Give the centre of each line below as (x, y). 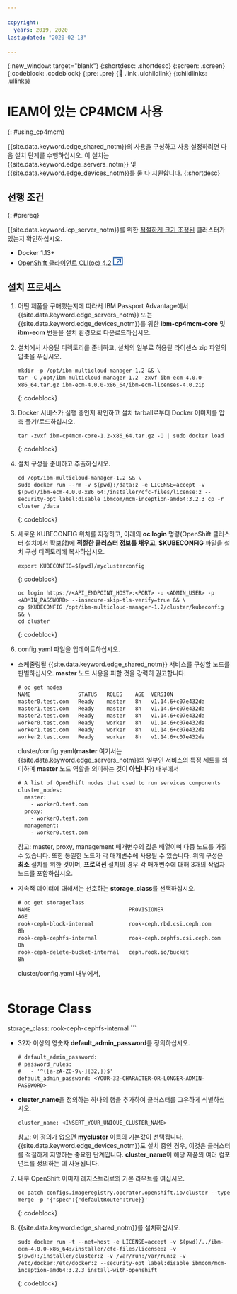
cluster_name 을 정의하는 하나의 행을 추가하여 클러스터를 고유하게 (109, 1099)
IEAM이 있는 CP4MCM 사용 (85, 112)
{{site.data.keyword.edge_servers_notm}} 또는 (85, 315)
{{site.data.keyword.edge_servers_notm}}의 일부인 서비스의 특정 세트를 (119, 760)
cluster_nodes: (40, 790)
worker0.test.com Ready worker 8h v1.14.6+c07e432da (111, 723)
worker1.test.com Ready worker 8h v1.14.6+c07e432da (111, 730)
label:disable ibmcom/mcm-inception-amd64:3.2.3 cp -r (141, 499)
